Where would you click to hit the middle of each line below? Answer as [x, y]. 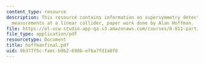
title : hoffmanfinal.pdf [38, 46]
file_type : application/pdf [42, 34]
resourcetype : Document [36, 40]
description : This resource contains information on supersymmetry [93, 17]
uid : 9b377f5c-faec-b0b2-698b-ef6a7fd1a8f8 [62, 51]
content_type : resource [36, 12]
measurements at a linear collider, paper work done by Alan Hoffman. [103, 23]
